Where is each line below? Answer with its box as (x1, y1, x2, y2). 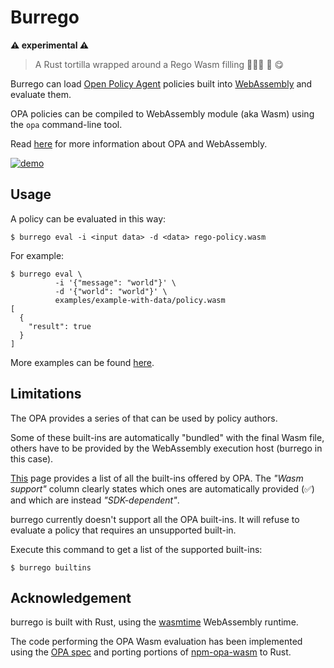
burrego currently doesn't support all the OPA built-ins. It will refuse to (10, 513, 300, 525)
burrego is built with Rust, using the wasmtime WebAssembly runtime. (10, 616, 299, 628)
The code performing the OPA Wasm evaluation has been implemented (10, 636, 303, 648)
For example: (10, 249, 65, 261)
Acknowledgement (10, 589, 132, 606)
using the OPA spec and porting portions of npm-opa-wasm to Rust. (10, 646, 292, 658)
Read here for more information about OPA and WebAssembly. (10, 137, 268, 150)
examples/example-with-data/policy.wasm (54, 295, 226, 305)
